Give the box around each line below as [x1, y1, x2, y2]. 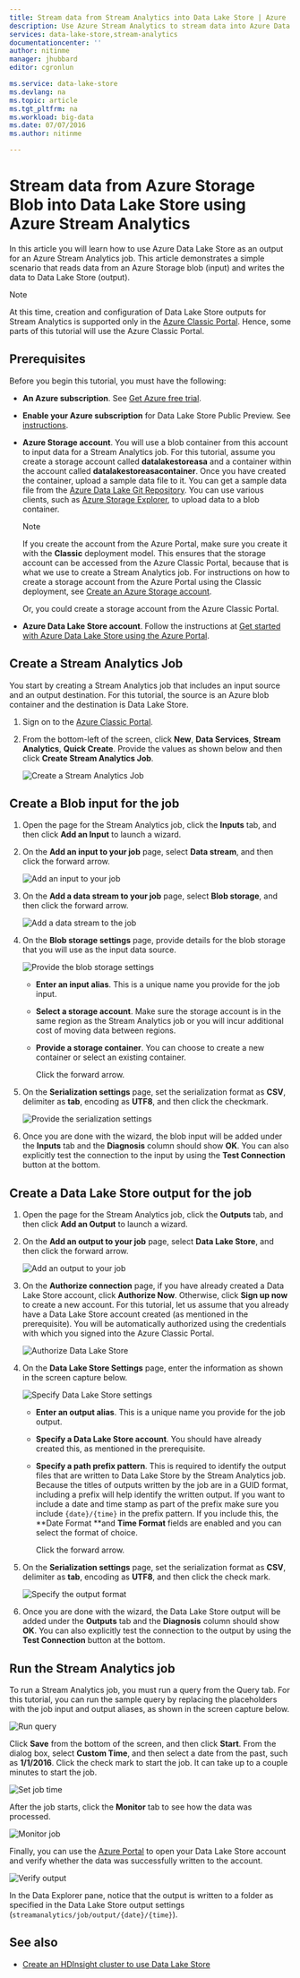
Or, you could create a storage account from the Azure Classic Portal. [21, 603, 279, 614]
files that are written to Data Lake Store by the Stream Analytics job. [35, 1470, 287, 1481]
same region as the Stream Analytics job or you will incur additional [35, 1016, 284, 1027]
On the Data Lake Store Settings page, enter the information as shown [21, 1363, 284, 1373]
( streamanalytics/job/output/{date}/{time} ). [9, 1909, 178, 1920]
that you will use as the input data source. [21, 944, 176, 955]
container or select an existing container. [35, 1052, 186, 1062]
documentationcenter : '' [9, 38, 102, 47]
